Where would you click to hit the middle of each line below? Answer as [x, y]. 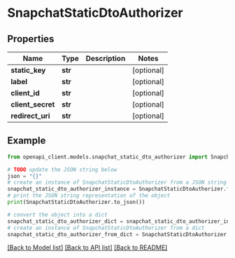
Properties [31, 39]
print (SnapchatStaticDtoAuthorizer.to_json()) [76, 202]
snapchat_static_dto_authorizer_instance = [72, 189]
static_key [28, 70]
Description [106, 59]
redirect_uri [30, 116]
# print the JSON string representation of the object [89, 196]
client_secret [33, 104]
